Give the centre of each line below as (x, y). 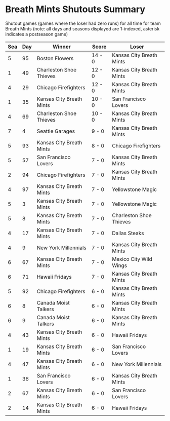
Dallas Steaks (128, 233)
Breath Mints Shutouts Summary (75, 9)
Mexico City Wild (132, 259)
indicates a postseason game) (37, 34)
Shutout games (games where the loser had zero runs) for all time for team (83, 23)
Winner (61, 47)
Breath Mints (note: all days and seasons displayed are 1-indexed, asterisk (82, 28)
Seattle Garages (56, 131)
